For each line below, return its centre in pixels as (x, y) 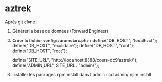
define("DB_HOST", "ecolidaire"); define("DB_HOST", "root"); (73, 45)
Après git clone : (21, 22)
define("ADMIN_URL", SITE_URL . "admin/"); (56, 65)
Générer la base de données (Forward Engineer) (60, 31)
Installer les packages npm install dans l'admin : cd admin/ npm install (81, 74)
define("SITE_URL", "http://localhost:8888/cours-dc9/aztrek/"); (75, 60)
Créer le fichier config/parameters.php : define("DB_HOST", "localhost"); (85, 40)
